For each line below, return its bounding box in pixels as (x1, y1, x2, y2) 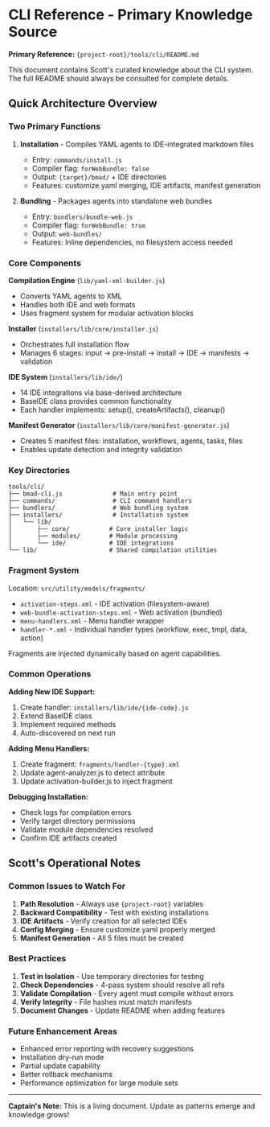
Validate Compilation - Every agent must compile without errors (19, 988, 234, 998)
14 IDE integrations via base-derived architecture (19, 388, 182, 397)
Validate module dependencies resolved (19, 825, 153, 834)
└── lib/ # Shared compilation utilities (8, 546, 218, 554)
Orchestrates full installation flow (19, 339, 130, 349)
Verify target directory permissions (19, 816, 136, 825)
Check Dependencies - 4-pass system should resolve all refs (19, 980, 225, 989)
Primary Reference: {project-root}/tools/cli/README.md (8, 49, 199, 59)
